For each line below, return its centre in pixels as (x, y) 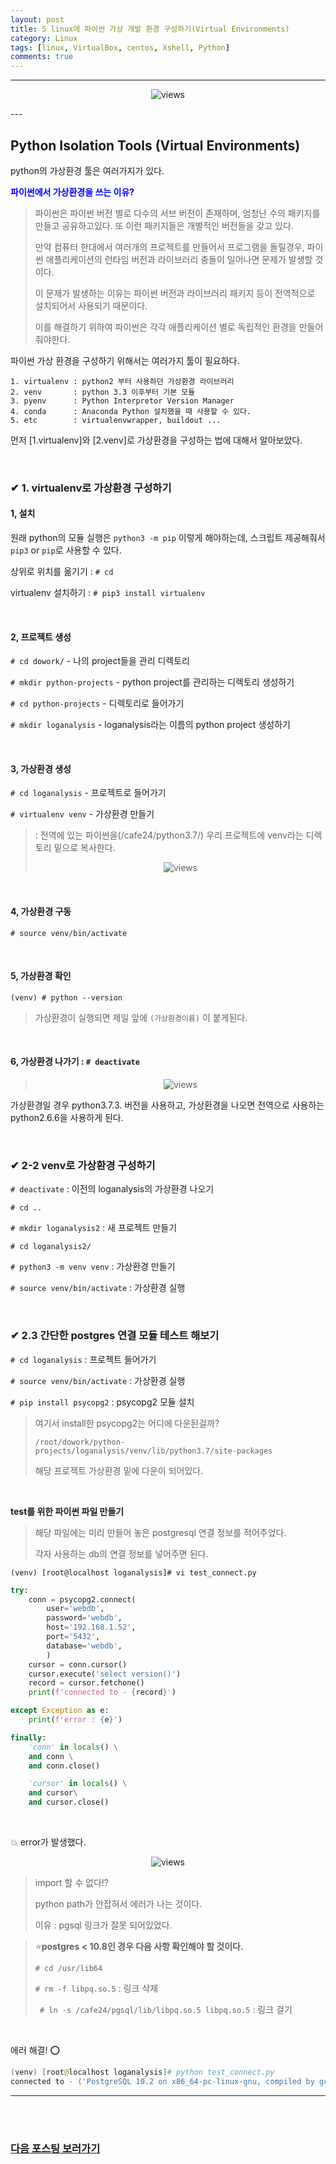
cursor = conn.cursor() (78, 1664)
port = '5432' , (73, 1637)
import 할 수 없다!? (72, 1883)
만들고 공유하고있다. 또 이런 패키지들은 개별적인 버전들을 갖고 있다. (164, 225)
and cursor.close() (69, 1802)
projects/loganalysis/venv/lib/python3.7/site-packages (153, 1451)
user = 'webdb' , (75, 1609)
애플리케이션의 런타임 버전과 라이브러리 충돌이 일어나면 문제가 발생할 (179, 259)
